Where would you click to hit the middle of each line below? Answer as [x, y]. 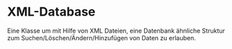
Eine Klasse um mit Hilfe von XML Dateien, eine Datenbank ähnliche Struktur [116, 31]
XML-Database [51, 12]
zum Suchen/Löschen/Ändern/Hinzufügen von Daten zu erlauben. [101, 37]
